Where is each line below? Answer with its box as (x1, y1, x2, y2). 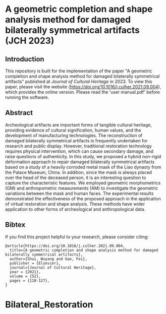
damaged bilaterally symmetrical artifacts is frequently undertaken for (5, 137, 148, 143)
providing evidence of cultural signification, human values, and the (5, 127, 141, 133)
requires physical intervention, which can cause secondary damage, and (5, 148, 154, 154)
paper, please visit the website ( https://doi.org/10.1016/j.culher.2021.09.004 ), (5, 84, 162, 90)
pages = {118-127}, (9, 278, 50, 283)
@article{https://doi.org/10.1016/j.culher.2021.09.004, (5, 243, 125, 249)
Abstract (5, 109, 33, 117)
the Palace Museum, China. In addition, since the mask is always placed (5, 169, 152, 175)
